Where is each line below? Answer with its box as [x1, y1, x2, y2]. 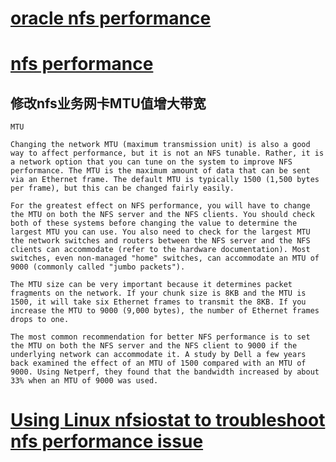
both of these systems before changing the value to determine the [10, 218, 298, 229]
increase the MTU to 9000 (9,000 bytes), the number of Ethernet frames [10, 306, 320, 316]
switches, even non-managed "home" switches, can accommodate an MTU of [10, 253, 320, 264]
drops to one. [10, 315, 70, 325]
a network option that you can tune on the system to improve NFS [10, 157, 293, 167]
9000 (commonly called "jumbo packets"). [10, 262, 186, 272]
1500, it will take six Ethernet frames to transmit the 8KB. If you [10, 297, 307, 307]
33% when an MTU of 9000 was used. [10, 376, 159, 386]
